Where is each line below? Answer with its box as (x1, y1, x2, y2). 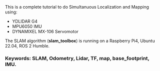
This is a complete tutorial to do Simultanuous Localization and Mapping (5, 4, 149, 10)
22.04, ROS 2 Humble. (5, 43, 50, 48)
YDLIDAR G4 (12, 19, 38, 24)
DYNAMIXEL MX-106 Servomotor (12, 29, 79, 34)
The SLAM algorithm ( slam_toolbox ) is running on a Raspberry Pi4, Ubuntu (5, 38, 155, 44)
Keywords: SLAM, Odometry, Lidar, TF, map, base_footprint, (5, 55, 149, 61)
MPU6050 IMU (12, 24, 42, 29)
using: (5, 9, 17, 15)
